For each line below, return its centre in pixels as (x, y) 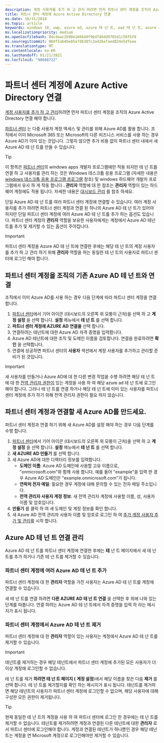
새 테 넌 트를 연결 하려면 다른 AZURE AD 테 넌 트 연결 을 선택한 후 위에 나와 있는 (81, 599)
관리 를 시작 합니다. (40, 521)
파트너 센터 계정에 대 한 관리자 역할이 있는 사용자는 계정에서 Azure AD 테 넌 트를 (82, 636)
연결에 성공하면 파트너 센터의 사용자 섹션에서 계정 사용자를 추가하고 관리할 (82, 350)
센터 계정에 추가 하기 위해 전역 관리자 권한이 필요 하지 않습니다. (65, 395)
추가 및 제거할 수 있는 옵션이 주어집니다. (52, 226)
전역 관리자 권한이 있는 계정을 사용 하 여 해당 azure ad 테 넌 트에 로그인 (88, 383)
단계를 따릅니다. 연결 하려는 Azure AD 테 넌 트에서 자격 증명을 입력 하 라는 (76, 604)
